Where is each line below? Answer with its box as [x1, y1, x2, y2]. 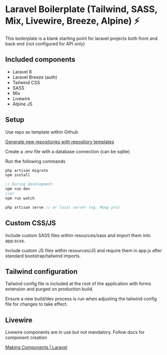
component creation [5, 334, 47, 341]
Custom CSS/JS [5, 219, 56, 227]
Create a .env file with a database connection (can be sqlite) [5, 148, 130, 154]
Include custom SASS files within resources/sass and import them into [5, 232, 151, 238]
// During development [5, 182, 53, 187]
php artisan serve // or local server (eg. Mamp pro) [5, 205, 121, 210]
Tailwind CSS [12, 79, 40, 85]
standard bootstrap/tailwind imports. [5, 253, 81, 259]
